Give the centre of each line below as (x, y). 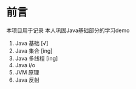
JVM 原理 (27, 72)
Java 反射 (27, 80)
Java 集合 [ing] (34, 51)
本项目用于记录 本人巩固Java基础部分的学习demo (68, 30)
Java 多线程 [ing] (36, 58)
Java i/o (25, 65)
